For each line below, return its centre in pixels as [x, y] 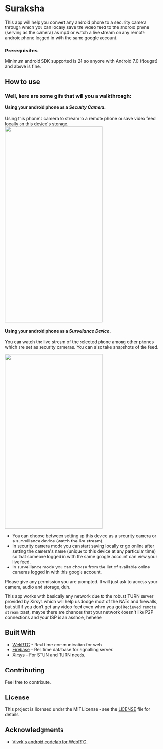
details [12, 715]
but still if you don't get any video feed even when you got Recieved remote [81, 607]
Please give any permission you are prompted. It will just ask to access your [81, 581]
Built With [20, 633]
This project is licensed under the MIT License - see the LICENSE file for [78, 709]
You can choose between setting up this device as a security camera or [84, 536]
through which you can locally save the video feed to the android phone [77, 27]
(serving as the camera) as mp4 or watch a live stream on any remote [75, 32]
